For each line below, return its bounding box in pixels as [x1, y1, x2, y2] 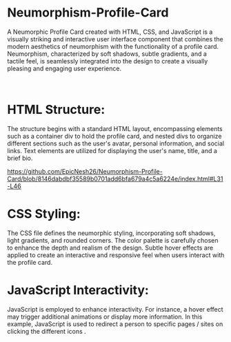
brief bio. [7, 154, 33, 162]
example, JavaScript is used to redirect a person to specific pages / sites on [7, 319, 223, 328]
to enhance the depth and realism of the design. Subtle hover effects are [7, 243, 214, 252]
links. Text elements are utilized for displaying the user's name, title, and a [7, 146, 217, 154]
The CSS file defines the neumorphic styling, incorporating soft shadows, [7, 229, 216, 237]
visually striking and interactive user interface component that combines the [7, 34, 223, 43]
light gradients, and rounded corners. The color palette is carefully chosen [7, 236, 219, 244]
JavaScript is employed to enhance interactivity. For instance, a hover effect [7, 305, 223, 313]
